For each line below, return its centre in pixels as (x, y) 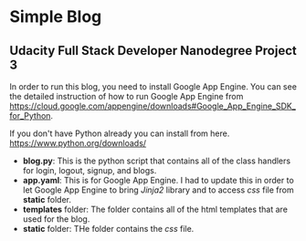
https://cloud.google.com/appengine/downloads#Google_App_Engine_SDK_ (153, 106)
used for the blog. (56, 219)
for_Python (30, 115)
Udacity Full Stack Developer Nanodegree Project (153, 51)
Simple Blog (56, 17)
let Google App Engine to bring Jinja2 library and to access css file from (158, 190)
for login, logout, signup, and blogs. (90, 170)
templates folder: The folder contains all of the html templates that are (155, 209)
